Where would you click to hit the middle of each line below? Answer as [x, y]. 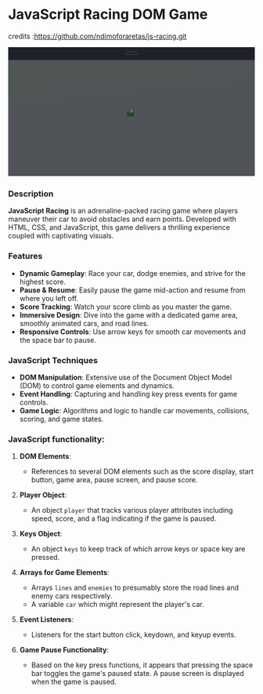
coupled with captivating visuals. [61, 236]
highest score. [43, 282]
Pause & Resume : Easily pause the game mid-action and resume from [133, 290]
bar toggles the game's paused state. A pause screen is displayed [137, 674]
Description [31, 194]
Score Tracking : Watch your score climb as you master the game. [126, 307]
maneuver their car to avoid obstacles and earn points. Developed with [122, 219]
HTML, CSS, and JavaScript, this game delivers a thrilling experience [119, 227]
